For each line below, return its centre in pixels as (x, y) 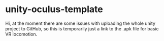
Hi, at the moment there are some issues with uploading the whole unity (80, 23)
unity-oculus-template (54, 9)
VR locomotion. (21, 34)
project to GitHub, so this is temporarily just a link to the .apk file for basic (82, 28)
